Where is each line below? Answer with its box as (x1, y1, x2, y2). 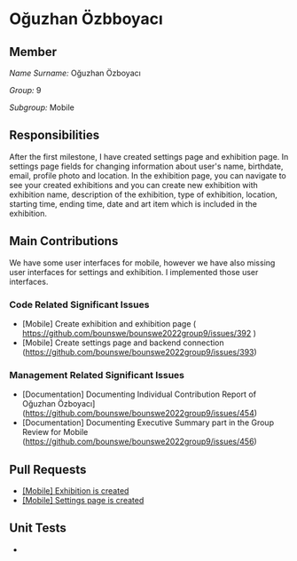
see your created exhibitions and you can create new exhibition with (9, 179, 259, 190)
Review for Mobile (21, 427, 89, 438)
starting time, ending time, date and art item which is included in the (9, 198, 258, 209)
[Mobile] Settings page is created (21, 495, 145, 506)
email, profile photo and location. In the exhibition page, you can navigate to (9, 170, 286, 181)
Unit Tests (9, 520, 66, 536)
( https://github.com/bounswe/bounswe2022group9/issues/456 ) (21, 436, 257, 447)
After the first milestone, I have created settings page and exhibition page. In (9, 151, 289, 162)
